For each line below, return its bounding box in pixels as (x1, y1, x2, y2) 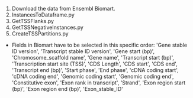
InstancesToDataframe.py (11, 11, 75, 18)
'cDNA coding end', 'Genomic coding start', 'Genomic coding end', (11, 73, 174, 80)
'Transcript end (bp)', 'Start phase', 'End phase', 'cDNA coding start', (11, 67, 179, 73)
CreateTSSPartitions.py (11, 30, 69, 37)
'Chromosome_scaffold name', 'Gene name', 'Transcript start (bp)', (11, 54, 175, 61)
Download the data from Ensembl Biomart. (11, 5, 115, 12)
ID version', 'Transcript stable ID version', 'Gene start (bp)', (11, 48, 155, 55)
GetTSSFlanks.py (11, 18, 54, 24)
